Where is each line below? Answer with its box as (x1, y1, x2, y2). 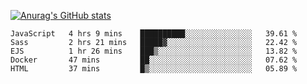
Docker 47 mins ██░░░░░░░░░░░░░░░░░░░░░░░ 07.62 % (10, 55, 298, 65)
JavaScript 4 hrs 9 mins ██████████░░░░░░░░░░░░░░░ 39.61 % (10, 29, 298, 39)
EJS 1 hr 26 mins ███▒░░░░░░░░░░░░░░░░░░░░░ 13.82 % (10, 46, 298, 56)
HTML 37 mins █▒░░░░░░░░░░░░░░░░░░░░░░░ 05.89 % (10, 64, 298, 74)
